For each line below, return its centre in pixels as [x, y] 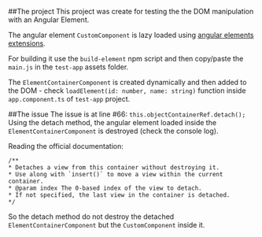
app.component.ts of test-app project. [69, 99]
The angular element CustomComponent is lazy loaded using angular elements [131, 35]
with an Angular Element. [49, 20]
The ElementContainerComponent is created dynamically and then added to [127, 82]
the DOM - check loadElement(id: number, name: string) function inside [127, 91]
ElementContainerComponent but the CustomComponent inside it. [107, 225]
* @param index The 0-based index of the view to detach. [105, 188]
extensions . [27, 43]
